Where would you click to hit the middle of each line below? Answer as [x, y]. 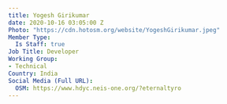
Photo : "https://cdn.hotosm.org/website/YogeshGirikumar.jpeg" [114, 30]
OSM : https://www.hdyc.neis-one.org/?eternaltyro [98, 88]
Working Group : [33, 59]
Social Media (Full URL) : [50, 81]
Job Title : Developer [44, 52]
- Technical [28, 66]
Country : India [33, 74]
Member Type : [30, 37]
